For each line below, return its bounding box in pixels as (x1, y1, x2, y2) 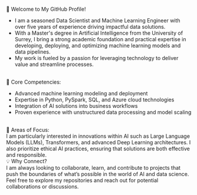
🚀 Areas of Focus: (6, 127, 50, 133)
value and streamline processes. (14, 61, 94, 68)
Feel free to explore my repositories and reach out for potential (6, 177, 159, 184)
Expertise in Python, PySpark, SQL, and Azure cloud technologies (14, 96, 175, 103)
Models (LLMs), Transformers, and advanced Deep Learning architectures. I (6, 139, 191, 146)
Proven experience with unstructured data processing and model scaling (14, 109, 192, 115)
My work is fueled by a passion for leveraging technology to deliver (14, 55, 179, 61)
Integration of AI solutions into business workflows (14, 103, 138, 109)
